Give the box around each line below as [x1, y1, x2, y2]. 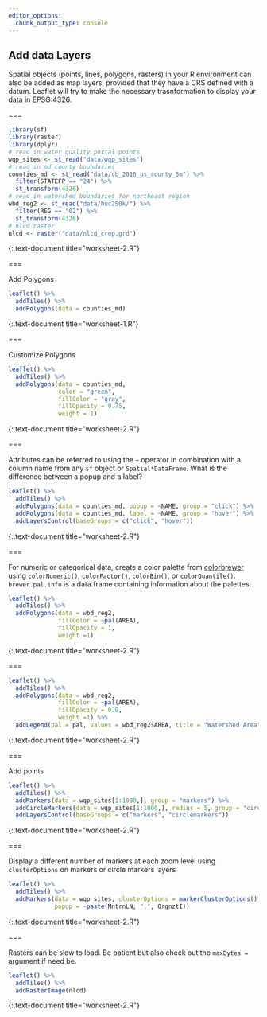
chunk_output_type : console [15, 19, 109, 27]
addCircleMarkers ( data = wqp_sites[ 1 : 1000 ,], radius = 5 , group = [15, 804, 240, 812]
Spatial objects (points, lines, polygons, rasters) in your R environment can [8, 69, 252, 80]
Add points [8, 766, 44, 776]
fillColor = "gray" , [58, 395, 126, 403]
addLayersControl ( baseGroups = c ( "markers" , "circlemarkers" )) [15, 811, 229, 820]
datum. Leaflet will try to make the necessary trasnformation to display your [8, 87, 256, 96]
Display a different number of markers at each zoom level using [8, 856, 216, 866]
